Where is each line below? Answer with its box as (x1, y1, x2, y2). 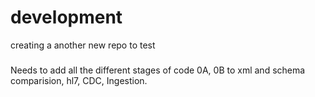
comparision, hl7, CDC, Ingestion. (10, 74, 148, 86)
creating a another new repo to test (10, 39, 156, 51)
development (10, 6, 123, 29)
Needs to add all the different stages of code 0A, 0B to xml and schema (10, 64, 306, 76)
